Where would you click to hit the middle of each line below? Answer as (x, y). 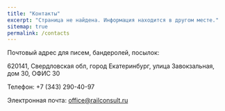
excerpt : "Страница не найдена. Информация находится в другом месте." (113, 20)
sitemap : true (28, 26)
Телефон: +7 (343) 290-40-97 (51, 87)
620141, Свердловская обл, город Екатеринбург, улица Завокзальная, (111, 66)
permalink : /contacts (39, 33)
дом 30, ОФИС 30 (34, 74)
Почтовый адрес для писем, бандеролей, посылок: (83, 53)
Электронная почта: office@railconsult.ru (68, 101)
